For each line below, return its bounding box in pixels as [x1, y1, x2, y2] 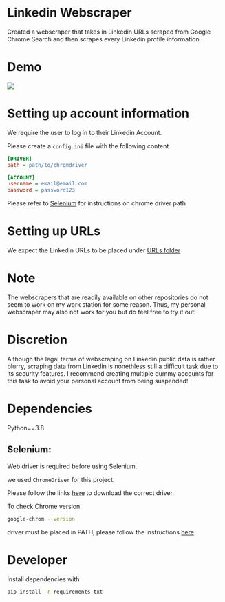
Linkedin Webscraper [7, 5, 132, 21]
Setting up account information [7, 106, 189, 121]
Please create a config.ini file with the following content [7, 141, 169, 150]
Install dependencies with [7, 574, 80, 583]
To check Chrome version [7, 502, 81, 510]
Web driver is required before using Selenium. [7, 462, 138, 470]
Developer [7, 552, 67, 568]
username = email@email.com [7, 181, 88, 188]
